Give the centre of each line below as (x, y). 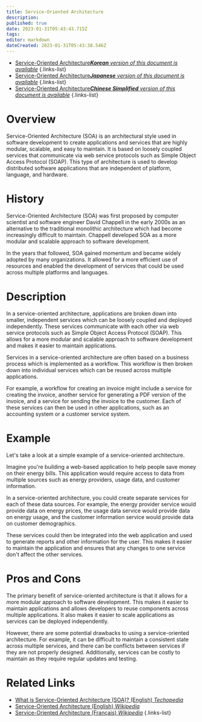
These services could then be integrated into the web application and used (99, 535)
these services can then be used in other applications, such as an (88, 407)
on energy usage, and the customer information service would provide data (100, 517)
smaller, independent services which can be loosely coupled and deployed (99, 320)
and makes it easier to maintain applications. (62, 346)
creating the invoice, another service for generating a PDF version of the (96, 395)
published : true (27, 23)
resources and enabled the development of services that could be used (95, 266)
